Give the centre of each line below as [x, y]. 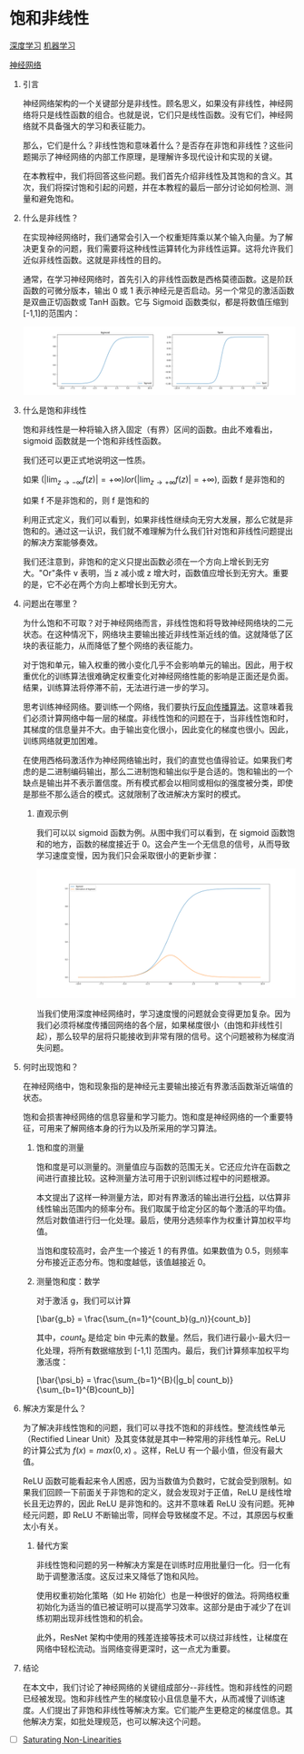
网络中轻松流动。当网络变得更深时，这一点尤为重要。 [136, 1649]
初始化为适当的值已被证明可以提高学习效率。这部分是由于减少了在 [159, 1606]
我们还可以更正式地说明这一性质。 [86, 460]
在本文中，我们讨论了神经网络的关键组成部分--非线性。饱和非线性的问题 [157, 1687]
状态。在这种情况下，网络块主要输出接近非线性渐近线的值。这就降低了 [154, 634]
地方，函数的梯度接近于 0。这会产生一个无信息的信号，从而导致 [171, 844]
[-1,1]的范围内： [51, 313]
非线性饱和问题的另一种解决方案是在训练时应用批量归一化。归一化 [159, 1564]
